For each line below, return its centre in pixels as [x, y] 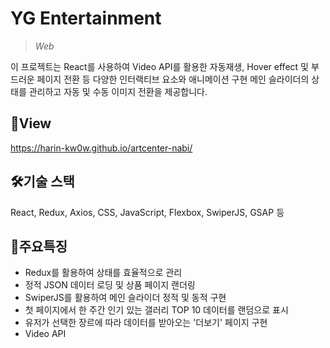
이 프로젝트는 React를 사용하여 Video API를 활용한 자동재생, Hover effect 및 [159, 66]
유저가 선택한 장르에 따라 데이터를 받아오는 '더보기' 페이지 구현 [146, 323]
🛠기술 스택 [42, 182]
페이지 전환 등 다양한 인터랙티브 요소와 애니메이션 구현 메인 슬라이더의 [173, 79]
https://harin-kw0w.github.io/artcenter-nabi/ [101, 148]
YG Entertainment [86, 18]
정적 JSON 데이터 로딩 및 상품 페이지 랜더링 [110, 285]
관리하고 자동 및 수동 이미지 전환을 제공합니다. [118, 91]
